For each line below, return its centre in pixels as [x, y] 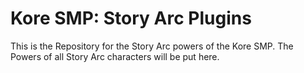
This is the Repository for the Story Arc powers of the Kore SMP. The [152, 46]
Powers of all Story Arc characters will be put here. [115, 56]
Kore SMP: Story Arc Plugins [131, 18]
